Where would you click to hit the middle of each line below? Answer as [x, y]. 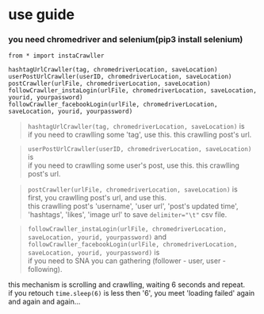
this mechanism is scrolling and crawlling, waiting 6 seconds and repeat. [127, 285]
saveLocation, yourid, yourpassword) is [94, 253]
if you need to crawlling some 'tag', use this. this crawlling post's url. [140, 135]
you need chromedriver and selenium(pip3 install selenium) [126, 40]
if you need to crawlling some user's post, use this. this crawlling [134, 165]
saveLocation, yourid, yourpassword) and [97, 237]
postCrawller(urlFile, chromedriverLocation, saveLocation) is [132, 189]
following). [45, 269]
